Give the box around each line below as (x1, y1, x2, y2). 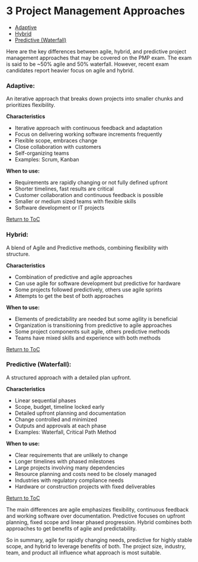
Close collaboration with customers (14, 144, 102, 151)
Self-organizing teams (14, 150, 69, 157)
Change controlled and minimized (14, 415, 98, 423)
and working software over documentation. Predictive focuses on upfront (6, 512, 186, 519)
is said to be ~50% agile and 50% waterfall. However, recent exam (6, 61, 169, 68)
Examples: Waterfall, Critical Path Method (14, 428, 117, 436)
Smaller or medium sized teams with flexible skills (14, 198, 136, 205)
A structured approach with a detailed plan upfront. (6, 374, 132, 381)
